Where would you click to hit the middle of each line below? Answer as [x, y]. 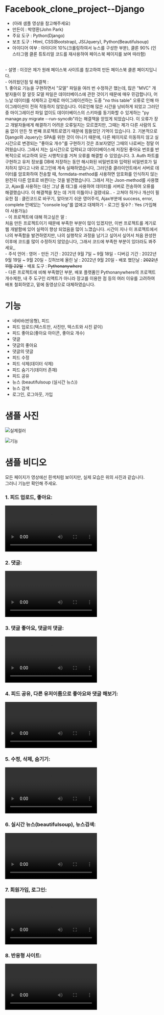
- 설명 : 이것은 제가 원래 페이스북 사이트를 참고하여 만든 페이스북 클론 [70, 69]
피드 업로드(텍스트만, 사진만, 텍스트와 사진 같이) [58, 327]
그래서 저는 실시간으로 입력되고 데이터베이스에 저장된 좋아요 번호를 [91, 149]
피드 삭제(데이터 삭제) [33, 363]
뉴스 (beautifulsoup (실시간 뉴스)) [45, 382]
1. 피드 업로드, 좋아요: [29, 497]
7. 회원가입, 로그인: [26, 890]
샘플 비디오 [26, 463]
